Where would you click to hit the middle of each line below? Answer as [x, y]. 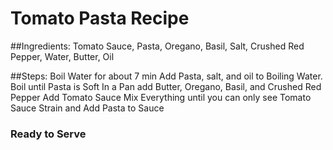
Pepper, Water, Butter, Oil [62, 56]
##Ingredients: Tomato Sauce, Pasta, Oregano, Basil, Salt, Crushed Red [157, 46]
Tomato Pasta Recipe [100, 18]
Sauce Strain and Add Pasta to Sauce [87, 108]
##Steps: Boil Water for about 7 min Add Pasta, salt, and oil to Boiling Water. [166, 76]
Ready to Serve [48, 134]
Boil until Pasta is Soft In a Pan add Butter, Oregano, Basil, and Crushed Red [166, 86]
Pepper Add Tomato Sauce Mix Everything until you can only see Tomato [161, 97]
